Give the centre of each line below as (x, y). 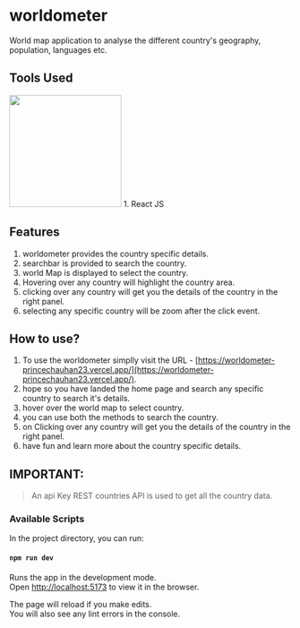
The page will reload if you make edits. (81, 604)
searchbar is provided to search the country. (104, 263)
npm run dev (31, 558)
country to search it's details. (76, 399)
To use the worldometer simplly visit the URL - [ (110, 360)
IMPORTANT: (47, 474)
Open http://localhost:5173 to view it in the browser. (104, 587)
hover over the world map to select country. (103, 408)
